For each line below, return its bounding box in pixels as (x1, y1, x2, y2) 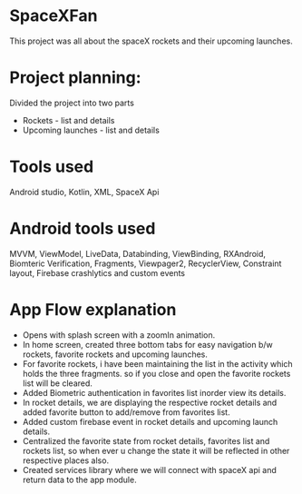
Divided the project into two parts (9, 97, 134, 108)
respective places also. (22, 455, 110, 466)
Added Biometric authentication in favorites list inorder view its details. (22, 387, 287, 398)
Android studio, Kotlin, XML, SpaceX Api (9, 186, 160, 197)
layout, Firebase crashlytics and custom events (9, 267, 186, 278)
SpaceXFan (9, 5, 98, 26)
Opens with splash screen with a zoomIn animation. (22, 329, 216, 341)
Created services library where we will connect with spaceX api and (22, 464, 277, 475)
